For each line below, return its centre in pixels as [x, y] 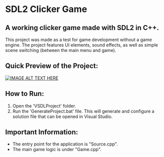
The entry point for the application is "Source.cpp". [65, 144]
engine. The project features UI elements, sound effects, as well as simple [81, 45]
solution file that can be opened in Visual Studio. [62, 116]
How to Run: [25, 94]
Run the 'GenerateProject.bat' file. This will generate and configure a [83, 111]
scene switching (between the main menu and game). [61, 50]
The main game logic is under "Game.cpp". [57, 149]
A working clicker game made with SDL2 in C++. [82, 28]
